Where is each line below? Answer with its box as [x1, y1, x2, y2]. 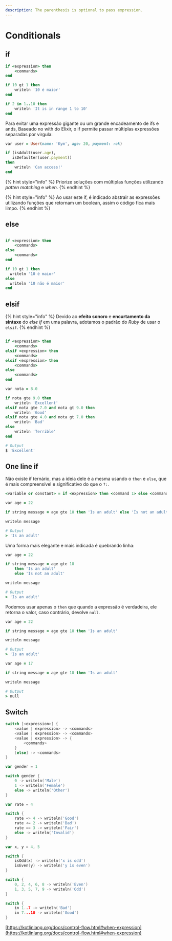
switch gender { [5, 773, 40, 779]
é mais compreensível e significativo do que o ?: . [5, 481, 109, 487]
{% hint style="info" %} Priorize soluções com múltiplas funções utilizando [5, 178, 164, 185]
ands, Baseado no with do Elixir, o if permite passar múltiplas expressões [5, 125, 160, 132]
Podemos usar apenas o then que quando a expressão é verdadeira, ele [5, 603, 157, 610]
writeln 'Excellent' [14, 400, 58, 405]
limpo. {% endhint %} [5, 205, 51, 211]
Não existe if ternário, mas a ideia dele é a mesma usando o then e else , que [5, 476, 167, 482]
